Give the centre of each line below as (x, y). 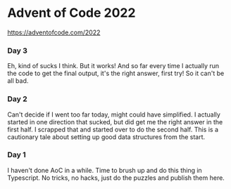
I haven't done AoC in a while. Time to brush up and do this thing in (105, 170)
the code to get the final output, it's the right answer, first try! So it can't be (116, 73)
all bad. (18, 81)
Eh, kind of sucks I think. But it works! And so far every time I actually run (113, 66)
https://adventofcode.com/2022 (54, 32)
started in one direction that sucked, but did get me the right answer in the (115, 122)
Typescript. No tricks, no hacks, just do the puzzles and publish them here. (116, 178)
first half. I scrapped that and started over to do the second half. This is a (113, 129)
